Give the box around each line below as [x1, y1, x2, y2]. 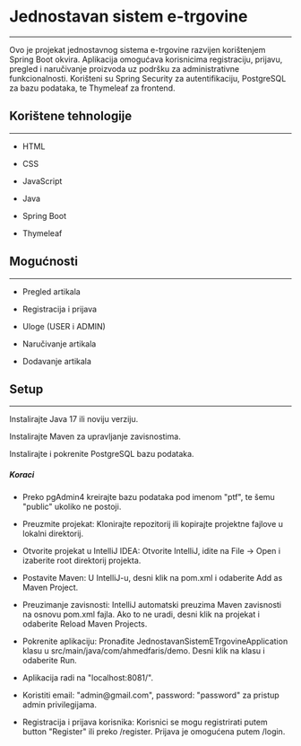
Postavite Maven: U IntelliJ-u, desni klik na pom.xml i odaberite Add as [21, 573, 283, 584]
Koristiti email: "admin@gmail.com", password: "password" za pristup [21, 689, 279, 701]
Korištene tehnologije [9, 109, 133, 124]
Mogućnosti [9, 254, 79, 269]
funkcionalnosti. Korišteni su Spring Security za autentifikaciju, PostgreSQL [9, 73, 287, 83]
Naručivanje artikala [21, 338, 97, 349]
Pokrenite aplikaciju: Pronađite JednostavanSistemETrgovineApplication [21, 636, 288, 647]
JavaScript [21, 175, 63, 186]
